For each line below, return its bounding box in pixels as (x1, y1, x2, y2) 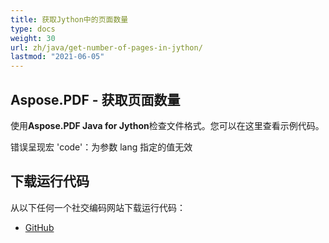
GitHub (24, 221, 55, 233)
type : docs (10, 24, 56, 34)
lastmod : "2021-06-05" (10, 52, 105, 62)
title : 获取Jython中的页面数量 (10, 14, 129, 25)
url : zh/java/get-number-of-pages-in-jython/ (10, 42, 203, 53)
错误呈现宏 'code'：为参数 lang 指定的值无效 (10, 141, 193, 153)
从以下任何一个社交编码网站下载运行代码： (10, 201, 186, 213)
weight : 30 (10, 33, 56, 43)
